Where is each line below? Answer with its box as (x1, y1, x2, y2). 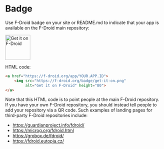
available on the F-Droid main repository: (5, 24, 89, 30)
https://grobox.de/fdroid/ (12, 133, 64, 139)
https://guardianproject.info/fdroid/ (12, 122, 85, 128)
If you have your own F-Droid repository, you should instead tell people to (5, 102, 157, 108)
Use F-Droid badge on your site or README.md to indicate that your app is (5, 19, 159, 25)
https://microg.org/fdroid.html (12, 127, 74, 133)
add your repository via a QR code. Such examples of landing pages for (5, 107, 152, 113)
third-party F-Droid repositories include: (5, 112, 88, 118)
